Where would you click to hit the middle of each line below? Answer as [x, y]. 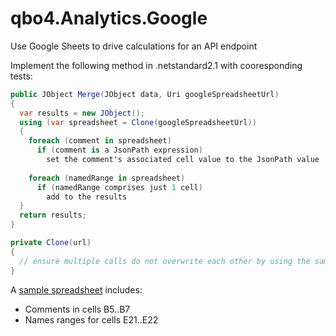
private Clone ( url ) [51, 243]
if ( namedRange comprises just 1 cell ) [119, 187]
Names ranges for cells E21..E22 [91, 319]
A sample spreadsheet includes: [76, 289]
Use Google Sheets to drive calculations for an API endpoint [134, 46]
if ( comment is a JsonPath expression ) [119, 150]
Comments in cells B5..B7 [77, 309]
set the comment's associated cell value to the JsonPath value [183, 160]
